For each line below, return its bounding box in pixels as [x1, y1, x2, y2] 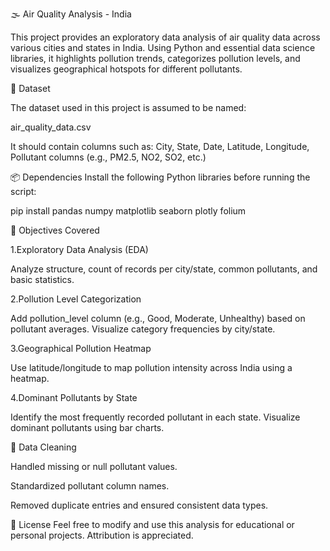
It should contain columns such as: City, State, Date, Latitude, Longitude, [10, 141, 310, 152]
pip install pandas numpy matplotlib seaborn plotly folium [10, 205, 247, 217]
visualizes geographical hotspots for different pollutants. [10, 63, 243, 75]
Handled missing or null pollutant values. [10, 461, 178, 472]
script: [10, 186, 37, 197]
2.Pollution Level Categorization [10, 293, 142, 305]
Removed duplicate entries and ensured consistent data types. [10, 499, 269, 511]
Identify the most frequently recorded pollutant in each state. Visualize [10, 411, 301, 423]
